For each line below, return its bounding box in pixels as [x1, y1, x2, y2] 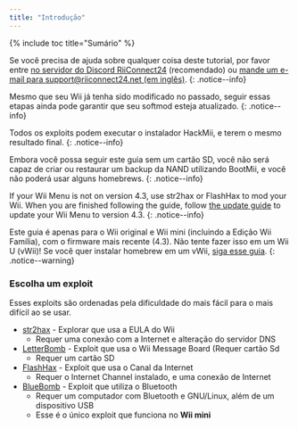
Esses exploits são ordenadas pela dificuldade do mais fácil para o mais [9, 297, 274, 308]
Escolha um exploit [9, 277, 94, 290]
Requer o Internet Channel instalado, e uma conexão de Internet [35, 371, 271, 382]
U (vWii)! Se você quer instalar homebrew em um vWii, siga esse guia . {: [9, 245, 275, 256]
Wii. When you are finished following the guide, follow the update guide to [9, 200, 281, 210]
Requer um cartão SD [35, 352, 115, 363]
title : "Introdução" [9, 12, 87, 22]
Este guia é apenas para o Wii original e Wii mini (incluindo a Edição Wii [9, 227, 272, 237]
